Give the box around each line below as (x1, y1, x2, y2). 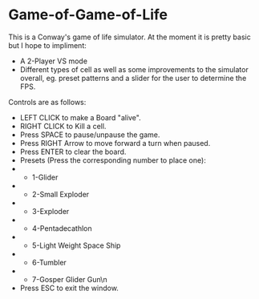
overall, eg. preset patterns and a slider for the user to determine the (19, 73, 247, 83)
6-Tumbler (31, 257, 67, 267)
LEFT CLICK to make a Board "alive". (19, 112, 142, 122)
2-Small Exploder (31, 189, 90, 199)
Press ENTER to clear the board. (19, 147, 127, 156)
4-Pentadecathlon (31, 223, 92, 233)
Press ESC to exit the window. (19, 283, 119, 293)
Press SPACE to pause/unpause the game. (19, 130, 160, 139)
